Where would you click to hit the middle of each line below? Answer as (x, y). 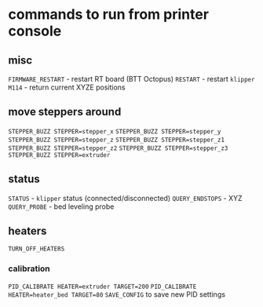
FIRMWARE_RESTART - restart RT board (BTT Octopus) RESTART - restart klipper (131, 79)
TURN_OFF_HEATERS (37, 249)
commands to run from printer (109, 15)
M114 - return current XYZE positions (67, 87)
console (35, 31)
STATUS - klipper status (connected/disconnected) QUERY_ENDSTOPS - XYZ (125, 198)
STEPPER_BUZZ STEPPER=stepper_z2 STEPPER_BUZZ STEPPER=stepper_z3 (118, 148)
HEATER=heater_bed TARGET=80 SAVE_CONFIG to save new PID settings (117, 294)
